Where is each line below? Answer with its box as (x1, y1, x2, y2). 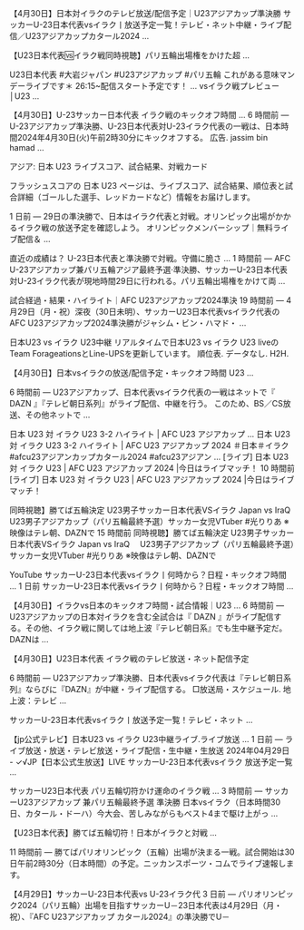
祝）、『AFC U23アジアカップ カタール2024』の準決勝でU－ (9, 911, 230, 922)
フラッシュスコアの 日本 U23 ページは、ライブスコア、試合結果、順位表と (9, 181, 286, 191)
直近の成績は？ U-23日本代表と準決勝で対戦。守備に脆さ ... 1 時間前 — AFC (9, 253, 291, 263)
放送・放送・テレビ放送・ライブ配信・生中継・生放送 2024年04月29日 (25, 745, 290, 756)
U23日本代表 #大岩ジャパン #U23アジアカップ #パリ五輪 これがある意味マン (9, 69, 295, 80)
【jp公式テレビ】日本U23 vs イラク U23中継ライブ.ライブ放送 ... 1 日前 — (9, 734, 283, 744)
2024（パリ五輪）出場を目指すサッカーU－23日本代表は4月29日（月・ (16, 900, 283, 910)
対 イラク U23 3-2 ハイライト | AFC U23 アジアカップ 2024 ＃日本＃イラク (9, 440, 289, 451)
